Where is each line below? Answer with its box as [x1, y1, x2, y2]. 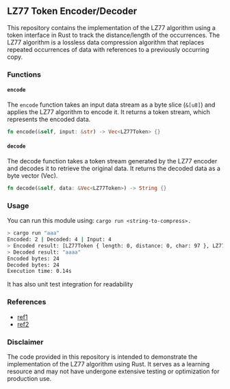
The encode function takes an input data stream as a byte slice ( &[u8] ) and [7, 100, 216, 109]
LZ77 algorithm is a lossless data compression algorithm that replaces [7, 38, 205, 46]
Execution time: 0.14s [7, 268, 72, 275]
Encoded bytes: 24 [7, 255, 60, 262]
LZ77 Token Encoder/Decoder [7, 5, 138, 17]
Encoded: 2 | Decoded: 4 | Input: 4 [7, 236, 112, 243]
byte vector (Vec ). [7, 172, 58, 180]
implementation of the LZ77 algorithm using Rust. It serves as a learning [7, 360, 210, 368]
